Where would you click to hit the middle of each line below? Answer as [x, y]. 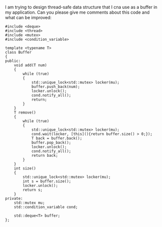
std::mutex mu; [29, 203]
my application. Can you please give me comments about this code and [77, 12]
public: [13, 61]
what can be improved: [28, 17]
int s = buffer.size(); [47, 181]
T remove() [25, 113]
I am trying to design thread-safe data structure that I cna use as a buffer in [81, 7]
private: [14, 199]
